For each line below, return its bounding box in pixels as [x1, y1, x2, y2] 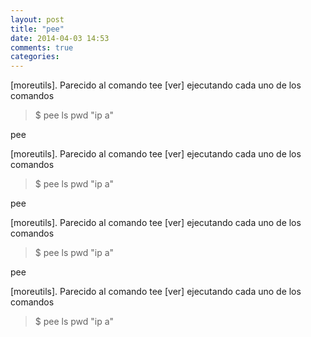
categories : [10, 52, 60, 62]
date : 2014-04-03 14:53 [10, 33, 110, 43]
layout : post [10, 14, 65, 25]
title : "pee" [10, 24, 65, 34]
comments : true [10, 42, 74, 53]
